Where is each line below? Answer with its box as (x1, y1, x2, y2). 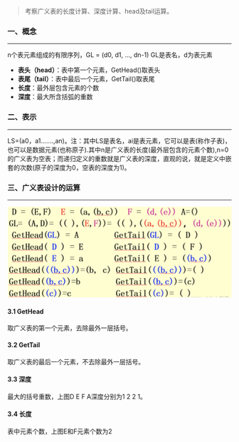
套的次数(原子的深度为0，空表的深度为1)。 (7, 163, 131, 172)
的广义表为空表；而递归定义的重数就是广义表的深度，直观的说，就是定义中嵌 (7, 154, 232, 163)
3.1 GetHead (7, 307, 44, 316)
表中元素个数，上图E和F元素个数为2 (7, 427, 112, 436)
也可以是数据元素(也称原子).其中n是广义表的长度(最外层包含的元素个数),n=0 (7, 145, 229, 154)
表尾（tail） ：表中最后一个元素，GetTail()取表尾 (17, 75, 155, 83)
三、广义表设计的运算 (7, 183, 80, 192)
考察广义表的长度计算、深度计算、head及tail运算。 (24, 7, 174, 15)
